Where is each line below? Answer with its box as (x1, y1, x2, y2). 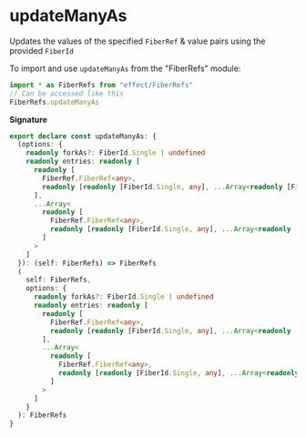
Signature (9, 114, 48, 125)
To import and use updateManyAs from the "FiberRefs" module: (9, 63, 241, 74)
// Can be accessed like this (9, 88, 125, 98)
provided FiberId (9, 45, 75, 56)
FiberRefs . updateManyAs (9, 97, 100, 107)
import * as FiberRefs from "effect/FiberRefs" (9, 80, 194, 89)
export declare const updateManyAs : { (9, 131, 157, 141)
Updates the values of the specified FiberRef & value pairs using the (9, 36, 266, 46)
